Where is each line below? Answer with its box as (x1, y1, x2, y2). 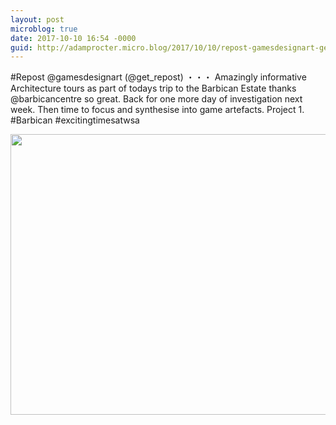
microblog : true (10, 24, 78, 34)
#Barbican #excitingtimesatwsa (10, 114, 140, 126)
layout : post (10, 14, 65, 25)
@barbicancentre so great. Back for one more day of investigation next (10, 93, 303, 105)
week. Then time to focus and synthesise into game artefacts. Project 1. (10, 104, 305, 116)
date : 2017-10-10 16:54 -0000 (10, 33, 137, 43)
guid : (10, 42, 33, 53)
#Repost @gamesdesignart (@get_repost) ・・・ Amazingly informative (10, 71, 307, 83)
